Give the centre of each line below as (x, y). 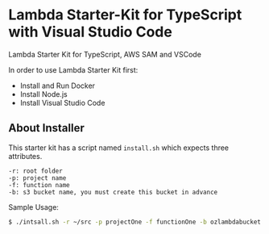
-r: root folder (35, 171)
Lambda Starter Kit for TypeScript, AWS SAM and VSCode (105, 54)
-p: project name (37, 178)
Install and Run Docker (57, 86)
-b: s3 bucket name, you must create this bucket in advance (113, 192)
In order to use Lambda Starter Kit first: (73, 69)
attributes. (25, 156)
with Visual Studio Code (91, 32)
